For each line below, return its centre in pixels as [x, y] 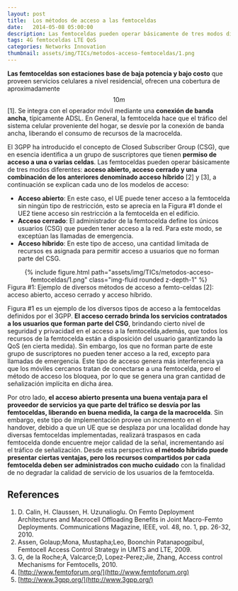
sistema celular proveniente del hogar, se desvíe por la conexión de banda [116, 125]
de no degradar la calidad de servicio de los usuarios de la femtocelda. [111, 472]
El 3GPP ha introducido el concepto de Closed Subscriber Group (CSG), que [119, 147]
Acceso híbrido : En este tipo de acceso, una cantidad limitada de [113, 243]
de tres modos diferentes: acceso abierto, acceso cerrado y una [102, 169]
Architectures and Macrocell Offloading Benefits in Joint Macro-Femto [120, 519]
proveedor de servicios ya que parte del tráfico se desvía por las [104, 405]
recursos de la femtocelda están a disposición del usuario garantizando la [115, 338]
